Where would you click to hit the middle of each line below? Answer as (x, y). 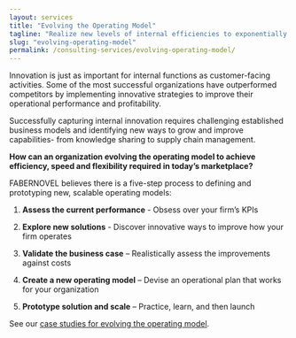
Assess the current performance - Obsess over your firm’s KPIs (140, 210)
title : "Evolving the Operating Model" (83, 26)
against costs (47, 263)
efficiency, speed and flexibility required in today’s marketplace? (131, 166)
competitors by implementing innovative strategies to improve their (132, 95)
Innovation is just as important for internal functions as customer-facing (140, 75)
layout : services (41, 17)
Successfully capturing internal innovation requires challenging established (146, 121)
